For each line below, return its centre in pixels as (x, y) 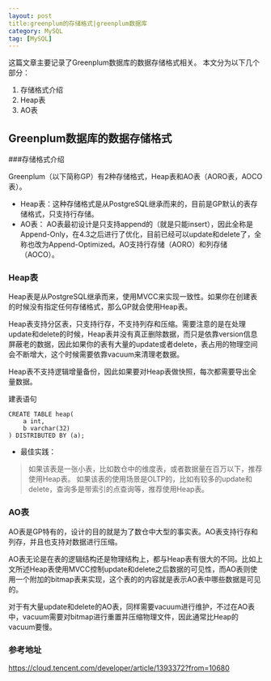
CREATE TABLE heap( (41, 414)
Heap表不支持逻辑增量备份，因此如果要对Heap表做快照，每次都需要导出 (129, 372)
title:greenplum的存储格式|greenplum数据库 (78, 24)
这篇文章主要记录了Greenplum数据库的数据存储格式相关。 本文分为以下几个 (134, 62)
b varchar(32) (47, 429)
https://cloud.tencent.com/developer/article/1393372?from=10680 (119, 668)
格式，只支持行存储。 (63, 214)
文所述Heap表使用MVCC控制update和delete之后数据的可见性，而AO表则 (129, 569)
